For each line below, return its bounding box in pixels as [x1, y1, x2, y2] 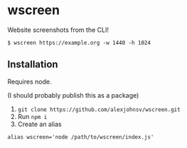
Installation [7, 59, 58, 71]
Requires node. [7, 77, 52, 86]
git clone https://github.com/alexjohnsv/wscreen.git [17, 106, 181, 113]
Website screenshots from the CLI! [7, 25, 109, 34]
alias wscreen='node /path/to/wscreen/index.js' [7, 133, 154, 140]
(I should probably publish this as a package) [7, 91, 139, 99]
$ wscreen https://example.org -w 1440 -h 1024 [7, 39, 151, 46]
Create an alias [17, 120, 62, 128]
